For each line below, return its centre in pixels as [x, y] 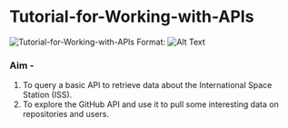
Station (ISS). [47, 95]
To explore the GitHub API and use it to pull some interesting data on [150, 104]
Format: [151, 42]
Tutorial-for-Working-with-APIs [132, 17]
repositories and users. [66, 114]
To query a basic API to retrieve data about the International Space [147, 85]
